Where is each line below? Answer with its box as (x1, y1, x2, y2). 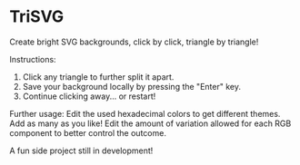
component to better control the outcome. (9, 127, 166, 138)
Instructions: (9, 53, 56, 64)
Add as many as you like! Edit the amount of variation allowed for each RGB (9, 118, 292, 129)
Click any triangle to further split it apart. (22, 71, 175, 82)
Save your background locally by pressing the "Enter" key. (22, 81, 241, 92)
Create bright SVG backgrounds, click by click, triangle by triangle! (9, 36, 259, 47)
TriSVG (9, 6, 65, 27)
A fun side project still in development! (9, 145, 154, 156)
